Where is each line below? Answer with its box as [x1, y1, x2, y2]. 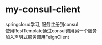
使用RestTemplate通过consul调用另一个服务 [5, 27, 97, 34]
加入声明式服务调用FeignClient [5, 34, 70, 40]
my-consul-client [5, 4, 81, 15]
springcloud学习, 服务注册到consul [5, 21, 78, 27]
